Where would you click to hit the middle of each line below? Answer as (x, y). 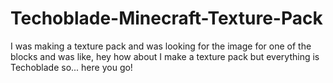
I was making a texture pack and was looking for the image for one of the (161, 46)
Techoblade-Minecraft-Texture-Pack (166, 18)
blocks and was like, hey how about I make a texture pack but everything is (165, 56)
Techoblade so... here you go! (71, 67)
